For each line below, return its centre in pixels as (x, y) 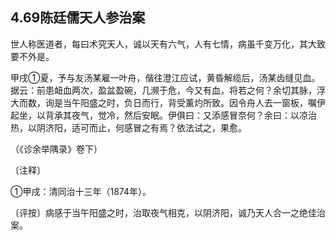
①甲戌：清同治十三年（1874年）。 (81, 191)
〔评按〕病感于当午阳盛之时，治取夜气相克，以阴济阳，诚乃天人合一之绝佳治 (168, 212)
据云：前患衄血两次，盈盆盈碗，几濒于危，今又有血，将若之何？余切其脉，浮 (168, 90)
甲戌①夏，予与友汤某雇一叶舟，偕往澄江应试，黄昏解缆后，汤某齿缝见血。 (165, 77)
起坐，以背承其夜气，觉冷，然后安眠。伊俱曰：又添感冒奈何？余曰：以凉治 (163, 115)
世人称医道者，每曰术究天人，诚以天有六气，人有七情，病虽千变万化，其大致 (168, 44)
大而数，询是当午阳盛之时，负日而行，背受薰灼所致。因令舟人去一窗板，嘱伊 (168, 102)
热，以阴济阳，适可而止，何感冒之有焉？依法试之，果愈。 (128, 127)
